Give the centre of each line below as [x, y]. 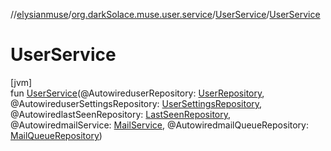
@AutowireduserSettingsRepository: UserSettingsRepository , [136, 103]
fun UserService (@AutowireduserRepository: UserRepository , [137, 93]
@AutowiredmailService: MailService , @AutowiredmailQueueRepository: [160, 125]
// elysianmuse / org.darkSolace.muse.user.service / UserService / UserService [165, 14]
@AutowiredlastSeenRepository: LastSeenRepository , [121, 114]
